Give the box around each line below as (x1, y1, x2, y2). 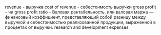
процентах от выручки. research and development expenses (5, 24, 129, 30)
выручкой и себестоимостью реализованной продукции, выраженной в (5, 19, 156, 25)
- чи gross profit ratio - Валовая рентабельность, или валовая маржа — (5, 9, 154, 15)
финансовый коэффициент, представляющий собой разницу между (5, 14, 146, 20)
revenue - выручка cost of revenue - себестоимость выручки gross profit (5, 4, 156, 10)
